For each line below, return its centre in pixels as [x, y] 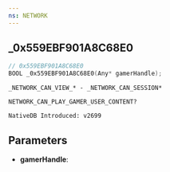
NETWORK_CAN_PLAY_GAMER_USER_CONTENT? [73, 102]
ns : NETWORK [28, 16]
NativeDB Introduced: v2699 [55, 116]
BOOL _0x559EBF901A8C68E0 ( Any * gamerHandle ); [85, 74]
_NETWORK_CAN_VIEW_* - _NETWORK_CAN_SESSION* [85, 88]
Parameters [38, 140]
